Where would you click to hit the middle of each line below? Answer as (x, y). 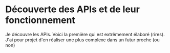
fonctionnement (40, 20)
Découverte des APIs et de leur (72, 9)
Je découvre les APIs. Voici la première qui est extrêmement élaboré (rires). (85, 34)
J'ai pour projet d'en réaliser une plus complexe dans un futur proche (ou (82, 40)
